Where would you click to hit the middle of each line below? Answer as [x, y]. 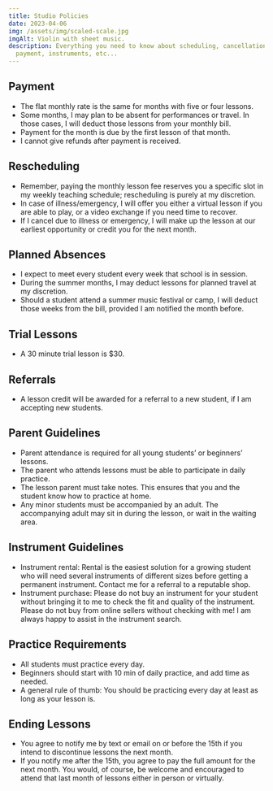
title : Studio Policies [49, 16]
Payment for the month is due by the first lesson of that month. [125, 132]
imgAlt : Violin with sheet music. [67, 39]
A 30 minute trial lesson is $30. [72, 354]
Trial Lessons [43, 334]
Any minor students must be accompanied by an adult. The [119, 504]
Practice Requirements [68, 644]
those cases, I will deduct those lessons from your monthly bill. [126, 124]
